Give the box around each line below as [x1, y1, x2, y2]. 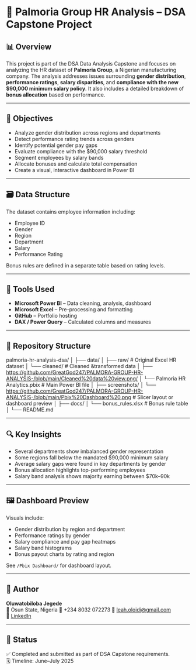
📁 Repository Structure [6, 341, 91, 351]
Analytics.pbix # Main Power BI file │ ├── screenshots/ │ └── [6, 382, 156, 389]
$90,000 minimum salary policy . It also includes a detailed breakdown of [6, 85, 184, 92]
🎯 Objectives [6, 114, 54, 123]
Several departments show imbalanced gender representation [14, 448, 164, 455]
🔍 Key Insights [6, 430, 62, 439]
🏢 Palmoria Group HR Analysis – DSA [6, 5, 186, 19]
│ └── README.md [6, 406, 54, 413]
